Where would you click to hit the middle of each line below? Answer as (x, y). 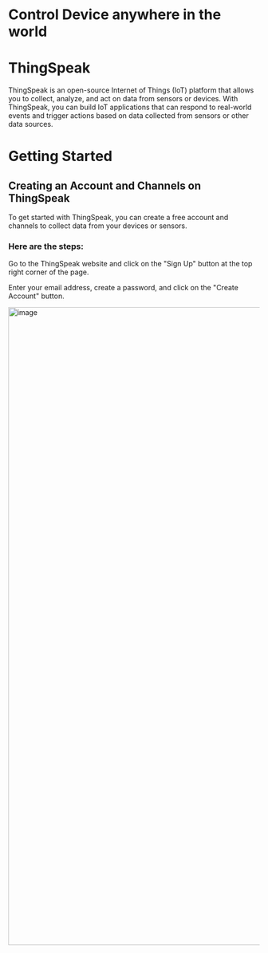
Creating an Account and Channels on (105, 185)
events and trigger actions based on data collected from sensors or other (128, 116)
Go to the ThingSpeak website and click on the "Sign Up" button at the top (130, 264)
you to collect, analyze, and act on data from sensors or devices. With (123, 99)
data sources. (31, 124)
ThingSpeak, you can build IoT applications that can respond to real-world (130, 107)
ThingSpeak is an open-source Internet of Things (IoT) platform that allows (131, 90)
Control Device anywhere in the (115, 15)
